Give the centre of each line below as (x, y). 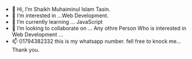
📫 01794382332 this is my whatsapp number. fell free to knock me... (96, 41)
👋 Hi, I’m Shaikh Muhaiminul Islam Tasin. (61, 9)
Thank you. (26, 50)
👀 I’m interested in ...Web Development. (60, 15)
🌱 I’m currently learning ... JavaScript (57, 22)
